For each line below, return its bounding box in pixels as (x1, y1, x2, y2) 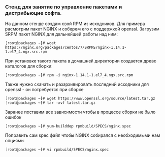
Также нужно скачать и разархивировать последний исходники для (5, 81, 149, 87)
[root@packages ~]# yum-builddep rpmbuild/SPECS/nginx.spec (5, 124, 132, 129)
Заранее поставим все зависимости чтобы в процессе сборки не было (5, 109, 156, 115)
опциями (5, 138, 24, 144)
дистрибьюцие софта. (5, 9, 62, 16)
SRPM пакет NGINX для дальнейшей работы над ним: (5, 31, 118, 37)
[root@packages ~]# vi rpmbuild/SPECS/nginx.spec (5, 147, 109, 152)
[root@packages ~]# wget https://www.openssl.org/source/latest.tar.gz (5, 96, 155, 101)
